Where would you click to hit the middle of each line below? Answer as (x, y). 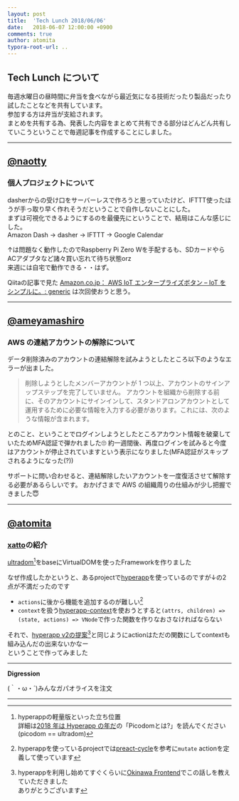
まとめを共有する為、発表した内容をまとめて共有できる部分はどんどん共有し (119, 123)
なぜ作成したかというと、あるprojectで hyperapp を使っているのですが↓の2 (117, 577)
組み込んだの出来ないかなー (48, 644)
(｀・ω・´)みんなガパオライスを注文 (60, 688)
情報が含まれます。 (65, 419)
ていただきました (43, 781)
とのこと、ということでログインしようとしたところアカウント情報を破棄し (116, 434)
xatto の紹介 (27, 544)
